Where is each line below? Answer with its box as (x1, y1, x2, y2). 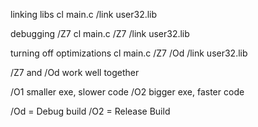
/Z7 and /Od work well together (10, 67, 140, 78)
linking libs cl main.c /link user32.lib (10, 9, 158, 20)
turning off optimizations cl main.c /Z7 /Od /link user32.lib (10, 47, 248, 59)
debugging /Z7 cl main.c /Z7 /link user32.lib (10, 28, 190, 39)
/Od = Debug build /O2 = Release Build (10, 105, 171, 117)
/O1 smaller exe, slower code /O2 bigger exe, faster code (10, 86, 245, 98)
